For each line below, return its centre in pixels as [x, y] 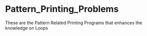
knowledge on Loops [27, 28]
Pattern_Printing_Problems [62, 9]
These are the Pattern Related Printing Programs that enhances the [74, 23]
